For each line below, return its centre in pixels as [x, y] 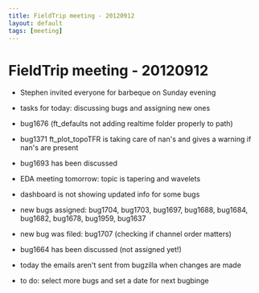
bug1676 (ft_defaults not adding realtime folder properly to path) [126, 124]
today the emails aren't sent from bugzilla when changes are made [130, 265]
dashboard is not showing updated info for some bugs [110, 194]
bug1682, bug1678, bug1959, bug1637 [83, 218]
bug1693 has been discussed [69, 163]
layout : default [35, 23]
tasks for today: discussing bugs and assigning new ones [115, 108]
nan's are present [49, 148]
